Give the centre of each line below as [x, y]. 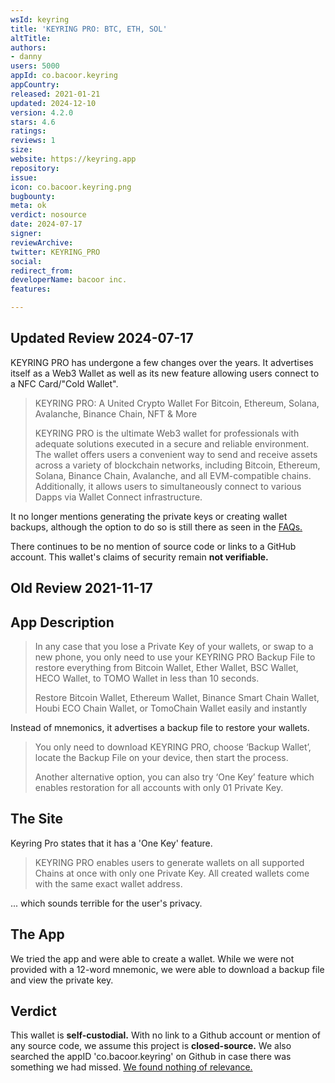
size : [21, 150]
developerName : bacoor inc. [69, 280]
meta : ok [28, 206]
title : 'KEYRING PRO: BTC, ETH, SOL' [89, 29]
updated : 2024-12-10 [53, 103]
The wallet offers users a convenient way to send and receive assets [176, 454]
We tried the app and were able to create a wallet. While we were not [152, 958]
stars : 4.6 [33, 122]
